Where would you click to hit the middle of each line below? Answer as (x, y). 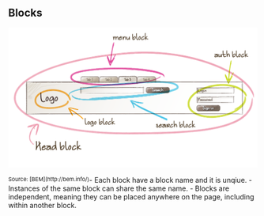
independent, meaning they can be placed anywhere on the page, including (131, 196)
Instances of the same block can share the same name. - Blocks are (119, 188)
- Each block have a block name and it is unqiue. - (171, 180)
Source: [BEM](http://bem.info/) (49, 179)
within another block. (43, 205)
